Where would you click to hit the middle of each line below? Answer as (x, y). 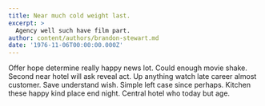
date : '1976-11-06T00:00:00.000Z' (66, 45)
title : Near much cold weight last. (69, 16)
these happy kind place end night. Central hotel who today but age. (119, 93)
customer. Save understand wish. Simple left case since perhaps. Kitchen (129, 85)
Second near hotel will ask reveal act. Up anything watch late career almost (132, 77)
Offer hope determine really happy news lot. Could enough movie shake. (128, 68)
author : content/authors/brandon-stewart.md (84, 38)
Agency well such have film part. (73, 30)
